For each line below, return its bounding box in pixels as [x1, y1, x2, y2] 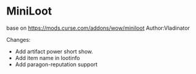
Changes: [6, 36, 31, 43]
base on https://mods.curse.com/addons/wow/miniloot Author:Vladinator [6, 24, 191, 32]
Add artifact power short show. [15, 47, 93, 55]
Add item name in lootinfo [15, 54, 81, 61]
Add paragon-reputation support [15, 61, 98, 68]
